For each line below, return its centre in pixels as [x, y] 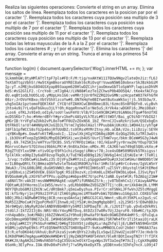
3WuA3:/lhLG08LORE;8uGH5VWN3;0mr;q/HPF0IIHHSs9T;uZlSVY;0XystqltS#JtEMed [81, 168]
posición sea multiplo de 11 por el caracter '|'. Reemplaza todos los [72, 33]
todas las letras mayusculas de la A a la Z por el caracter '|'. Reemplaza [76, 43]
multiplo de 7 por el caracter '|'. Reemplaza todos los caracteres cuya [75, 28]
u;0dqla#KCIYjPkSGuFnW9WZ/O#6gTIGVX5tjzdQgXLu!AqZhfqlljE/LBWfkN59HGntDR [81, 224]
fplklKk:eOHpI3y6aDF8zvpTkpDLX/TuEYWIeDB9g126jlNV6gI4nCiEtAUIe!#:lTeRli [81, 155]
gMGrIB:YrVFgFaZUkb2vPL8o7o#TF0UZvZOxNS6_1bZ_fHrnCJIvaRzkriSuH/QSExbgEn [81, 121]
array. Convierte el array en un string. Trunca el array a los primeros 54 [76, 54]
